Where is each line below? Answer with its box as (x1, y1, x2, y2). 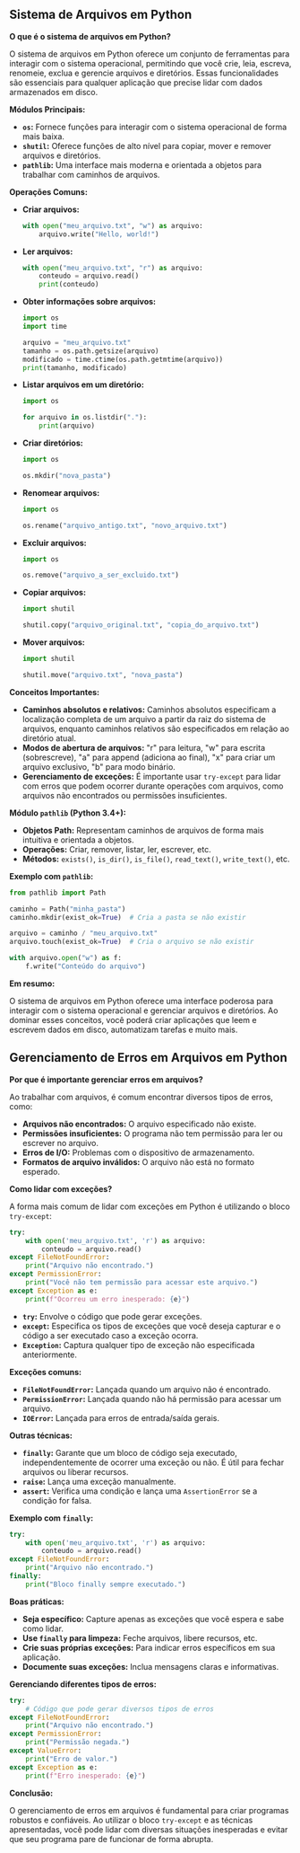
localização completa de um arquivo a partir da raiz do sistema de (21, 713, 266, 724)
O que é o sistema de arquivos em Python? (9, 31, 172, 41)
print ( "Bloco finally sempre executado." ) (25, 1580, 186, 1589)
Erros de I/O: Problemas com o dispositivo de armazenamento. (21, 1147, 255, 1158)
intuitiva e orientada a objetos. (21, 834, 134, 845)
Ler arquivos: (21, 246, 73, 257)
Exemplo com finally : (9, 1513, 94, 1523)
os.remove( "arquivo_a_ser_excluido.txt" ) (21, 570, 180, 580)
